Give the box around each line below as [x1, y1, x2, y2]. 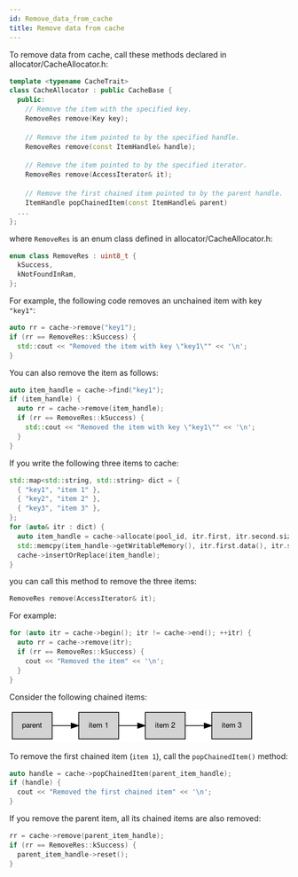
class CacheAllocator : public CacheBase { [9, 86, 173, 95]
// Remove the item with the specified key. [25, 105, 192, 114]
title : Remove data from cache [9, 23, 125, 33]
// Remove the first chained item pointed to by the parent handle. [25, 189, 284, 198]
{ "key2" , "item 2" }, [17, 495, 101, 504]
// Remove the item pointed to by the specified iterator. [25, 161, 248, 170]
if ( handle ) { [9, 779, 62, 787]
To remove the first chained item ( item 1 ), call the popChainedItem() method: [9, 750, 288, 762]
